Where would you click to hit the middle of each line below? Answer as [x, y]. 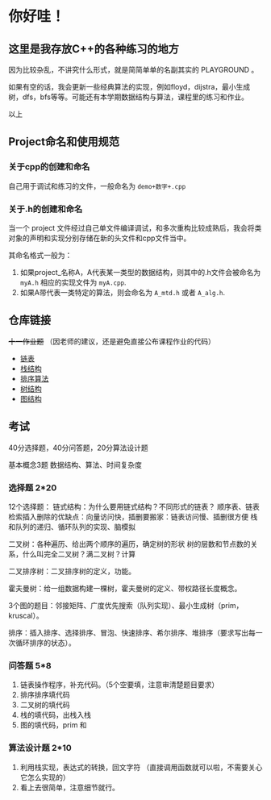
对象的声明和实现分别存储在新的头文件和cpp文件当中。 [100, 238]
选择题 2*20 [33, 487]
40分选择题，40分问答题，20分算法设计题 [79, 448]
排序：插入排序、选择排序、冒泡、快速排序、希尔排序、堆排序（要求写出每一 [135, 632]
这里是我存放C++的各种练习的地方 [94, 49]
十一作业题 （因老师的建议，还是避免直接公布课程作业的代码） [112, 341]
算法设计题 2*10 [40, 748]
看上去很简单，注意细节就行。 [69, 787]
